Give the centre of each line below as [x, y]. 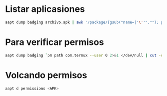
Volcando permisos [46, 75]
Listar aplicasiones [45, 9]
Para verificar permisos [55, 42]
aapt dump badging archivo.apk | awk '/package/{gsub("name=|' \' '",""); [82, 22]
